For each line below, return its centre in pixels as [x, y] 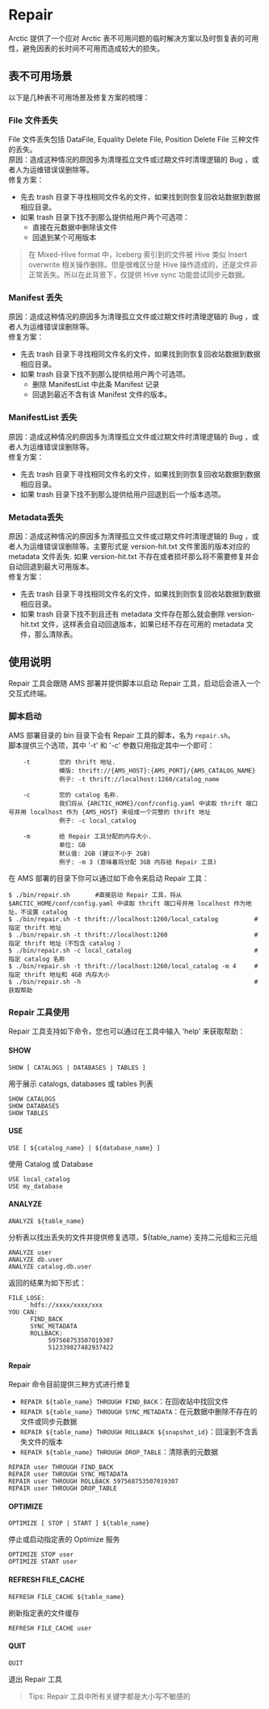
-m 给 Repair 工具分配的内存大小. [87, 837]
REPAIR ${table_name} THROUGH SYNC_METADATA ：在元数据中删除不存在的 [139, 1412]
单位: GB [73, 845]
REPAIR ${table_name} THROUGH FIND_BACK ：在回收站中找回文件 [124, 1402]
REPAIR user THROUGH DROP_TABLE [63, 1488]
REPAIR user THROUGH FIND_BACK [61, 1467]
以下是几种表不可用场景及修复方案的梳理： [79, 97]
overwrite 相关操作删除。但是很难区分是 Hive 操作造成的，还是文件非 [143, 265]
